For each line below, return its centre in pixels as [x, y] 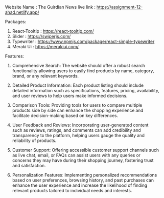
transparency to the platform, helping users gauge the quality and [78, 135]
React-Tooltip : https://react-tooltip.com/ [53, 31]
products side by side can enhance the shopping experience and [78, 110]
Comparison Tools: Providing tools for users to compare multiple [77, 105]
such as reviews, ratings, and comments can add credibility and [76, 130]
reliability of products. [34, 140]
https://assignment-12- [119, 7]
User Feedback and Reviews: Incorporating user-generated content [80, 125]
